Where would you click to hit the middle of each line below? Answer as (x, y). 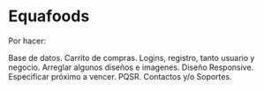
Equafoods (49, 16)
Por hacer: (27, 41)
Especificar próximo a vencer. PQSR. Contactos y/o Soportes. (120, 76)
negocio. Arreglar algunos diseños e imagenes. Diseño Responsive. (131, 67)
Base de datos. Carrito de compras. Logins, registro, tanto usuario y (132, 57)
